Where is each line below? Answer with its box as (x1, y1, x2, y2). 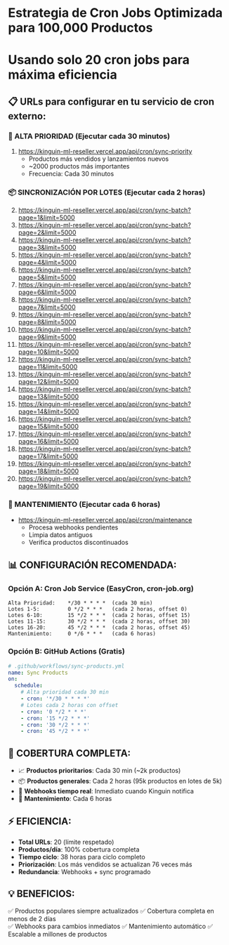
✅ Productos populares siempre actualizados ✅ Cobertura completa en (8, 906, 215, 915)
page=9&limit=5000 (18, 333, 77, 341)
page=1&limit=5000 (18, 213, 76, 222)
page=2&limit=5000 (18, 228, 77, 237)
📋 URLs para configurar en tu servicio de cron (8, 95, 215, 107)
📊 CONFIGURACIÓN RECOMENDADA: (8, 560, 177, 571)
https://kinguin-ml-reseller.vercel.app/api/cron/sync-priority (18, 147, 192, 156)
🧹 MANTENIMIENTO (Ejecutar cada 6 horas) (8, 500, 161, 510)
